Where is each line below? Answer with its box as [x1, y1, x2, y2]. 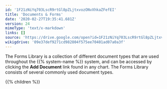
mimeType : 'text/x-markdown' [5, 26, 66, 31]
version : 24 [5, 21, 30, 26]
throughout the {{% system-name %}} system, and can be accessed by [5, 58, 152, 65]
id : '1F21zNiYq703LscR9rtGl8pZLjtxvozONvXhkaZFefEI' [5, 7, 117, 12]
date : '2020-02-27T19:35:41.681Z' [5, 16, 77, 21]
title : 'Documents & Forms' [5, 12, 64, 17]
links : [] [5, 30, 26, 35]
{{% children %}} [5, 79, 41, 85]
